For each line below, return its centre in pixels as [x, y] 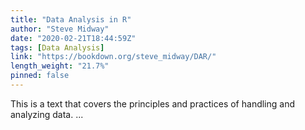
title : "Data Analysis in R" [71, 19]
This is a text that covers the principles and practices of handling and [153, 103]
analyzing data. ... [47, 114]
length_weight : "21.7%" [60, 66]
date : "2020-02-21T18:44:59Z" [73, 38]
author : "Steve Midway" [60, 29]
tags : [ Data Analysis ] [57, 47]
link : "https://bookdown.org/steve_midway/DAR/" [113, 57]
